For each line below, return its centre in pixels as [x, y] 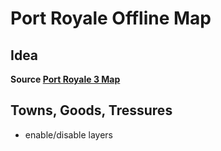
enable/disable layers [69, 134]
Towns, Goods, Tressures [91, 110]
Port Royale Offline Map [111, 18]
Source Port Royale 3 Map [65, 79]
